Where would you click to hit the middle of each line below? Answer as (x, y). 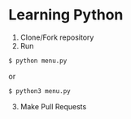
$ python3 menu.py (39, 91)
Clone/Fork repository (57, 37)
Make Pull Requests (53, 106)
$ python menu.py (38, 61)
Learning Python (66, 15)
